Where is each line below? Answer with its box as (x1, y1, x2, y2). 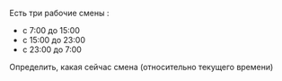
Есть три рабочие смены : (9, 8, 110, 18)
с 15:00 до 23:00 (22, 35, 85, 45)
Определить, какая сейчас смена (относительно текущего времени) (9, 62, 274, 72)
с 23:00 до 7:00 (22, 44, 83, 55)
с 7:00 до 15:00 (22, 25, 81, 35)
